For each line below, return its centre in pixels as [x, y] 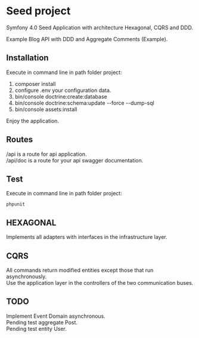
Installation [27, 58]
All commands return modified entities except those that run [80, 270]
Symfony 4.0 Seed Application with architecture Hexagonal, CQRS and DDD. [100, 27]
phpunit [16, 204]
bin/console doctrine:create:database [61, 96]
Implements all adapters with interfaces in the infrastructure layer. [87, 237]
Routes [20, 139]
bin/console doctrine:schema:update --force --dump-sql [85, 103]
